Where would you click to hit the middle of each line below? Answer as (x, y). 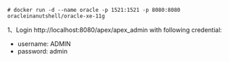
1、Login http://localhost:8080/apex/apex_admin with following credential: (115, 30)
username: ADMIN (44, 44)
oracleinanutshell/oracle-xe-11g (56, 16)
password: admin (42, 51)
